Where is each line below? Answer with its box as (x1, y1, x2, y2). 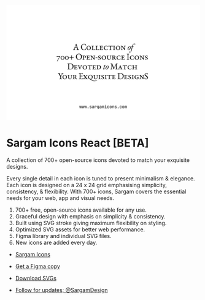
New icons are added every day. (15, 239, 98, 247)
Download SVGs (15, 275, 57, 282)
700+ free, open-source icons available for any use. (15, 206, 147, 213)
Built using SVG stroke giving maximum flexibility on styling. (15, 220, 167, 227)
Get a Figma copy (15, 263, 60, 270)
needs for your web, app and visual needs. (6, 194, 115, 202)
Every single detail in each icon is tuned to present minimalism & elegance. (6, 175, 195, 182)
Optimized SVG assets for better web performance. (15, 226, 145, 233)
